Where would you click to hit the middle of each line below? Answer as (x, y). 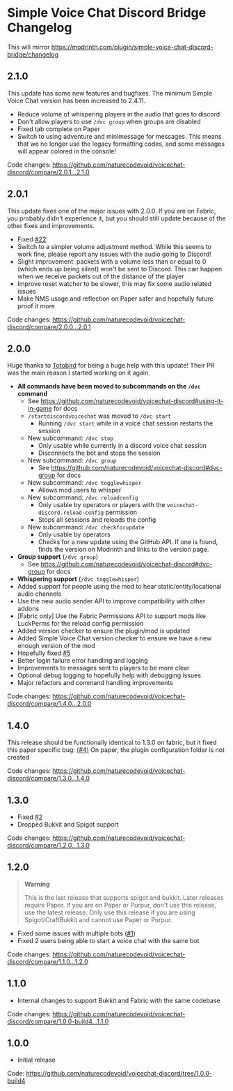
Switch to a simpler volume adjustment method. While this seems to (114, 246)
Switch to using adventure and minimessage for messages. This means (119, 136)
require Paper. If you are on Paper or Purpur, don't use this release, (120, 905)
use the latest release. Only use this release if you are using (110, 912)
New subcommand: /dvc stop (70, 438)
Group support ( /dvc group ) (58, 557)
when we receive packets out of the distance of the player (101, 276)
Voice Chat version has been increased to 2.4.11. (77, 100)
